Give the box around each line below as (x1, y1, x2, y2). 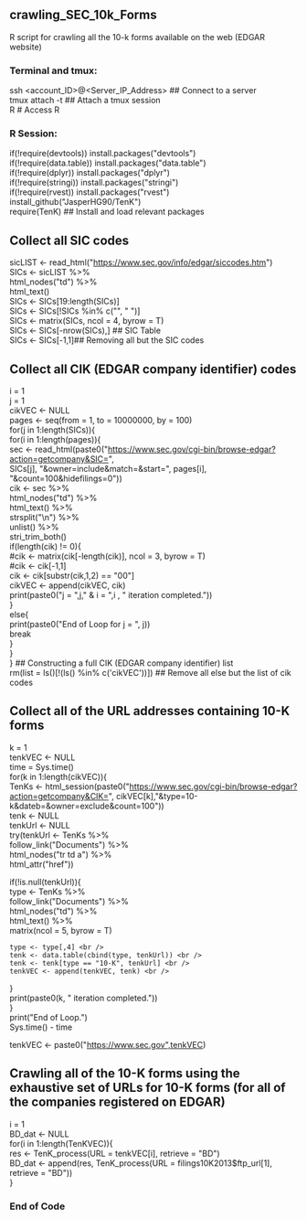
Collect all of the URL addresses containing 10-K (9, 703, 291, 719)
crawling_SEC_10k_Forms (9, 7, 157, 23)
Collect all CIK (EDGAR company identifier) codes (9, 361, 297, 377)
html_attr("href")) (9, 859, 75, 870)
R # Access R (9, 104, 60, 115)
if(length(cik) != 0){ (9, 541, 82, 552)
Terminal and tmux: (9, 64, 98, 77)
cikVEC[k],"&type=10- (115, 790, 198, 801)
